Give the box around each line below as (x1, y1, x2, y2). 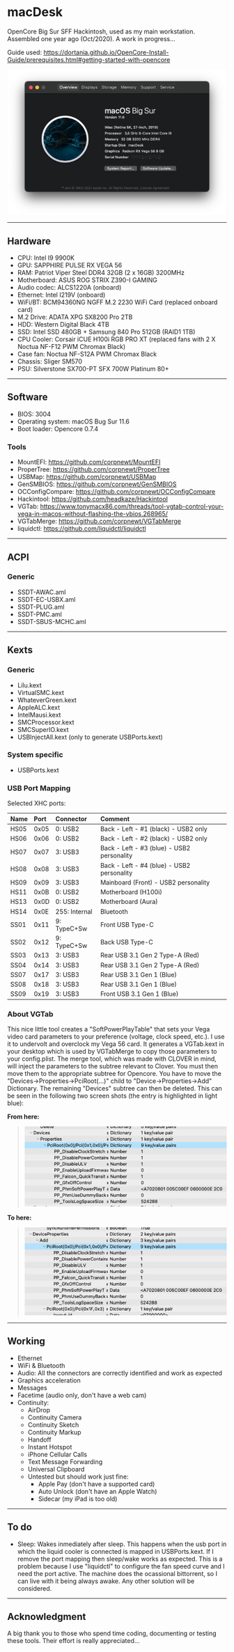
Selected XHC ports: (7, 799, 66, 808)
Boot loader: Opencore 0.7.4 (17, 424, 99, 433)
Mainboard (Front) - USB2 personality (100, 878, 210, 887)
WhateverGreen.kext (17, 696, 77, 704)
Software (7, 391, 48, 403)
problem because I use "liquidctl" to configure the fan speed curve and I (17, 1561, 225, 1571)
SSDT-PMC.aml (17, 610, 63, 618)
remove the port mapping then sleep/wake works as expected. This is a (17, 1554, 223, 1563)
